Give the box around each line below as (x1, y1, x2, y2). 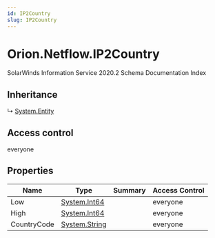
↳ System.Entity (7, 107, 54, 116)
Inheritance (7, 89, 58, 100)
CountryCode (10, 219, 55, 229)
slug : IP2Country (7, 17, 57, 23)
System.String (61, 219, 107, 229)
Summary (113, 185, 146, 195)
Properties (7, 165, 54, 177)
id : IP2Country (7, 10, 51, 17)
